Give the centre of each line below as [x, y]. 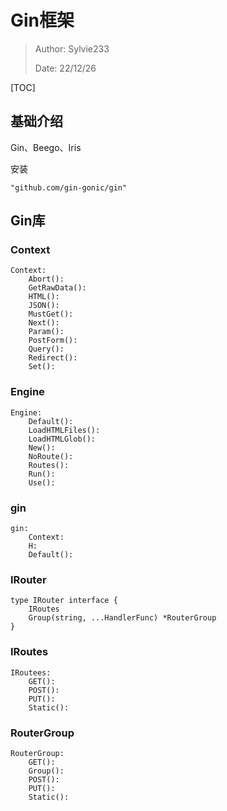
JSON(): [44, 306]
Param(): [46, 332]
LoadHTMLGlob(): [62, 439]
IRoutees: [31, 672]
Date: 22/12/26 [65, 68]
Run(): [42, 474]
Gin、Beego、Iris [46, 147]
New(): [42, 447]
